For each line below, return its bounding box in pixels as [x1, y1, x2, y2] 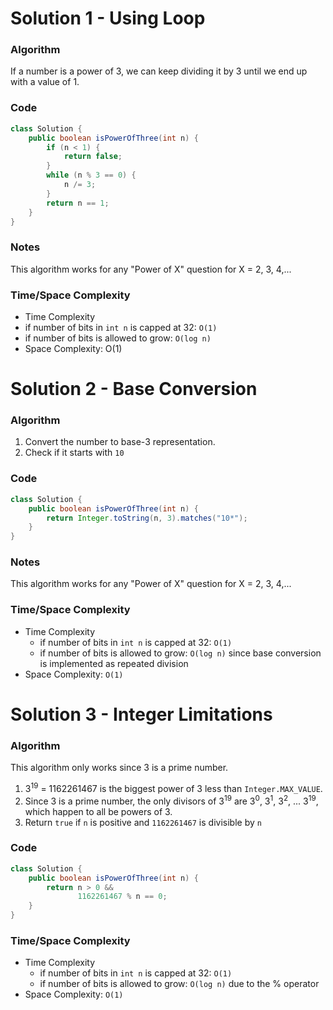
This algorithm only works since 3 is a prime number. [10, 762, 229, 774]
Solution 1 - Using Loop [10, 7, 206, 30]
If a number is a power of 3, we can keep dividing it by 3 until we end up [10, 65, 308, 77]
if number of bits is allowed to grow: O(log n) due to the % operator [39, 978, 320, 990]
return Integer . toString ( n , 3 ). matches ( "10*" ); [46, 513, 248, 523]
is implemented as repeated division [39, 657, 189, 669]
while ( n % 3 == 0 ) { [46, 170, 137, 181]
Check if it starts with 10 [24, 447, 125, 459]
